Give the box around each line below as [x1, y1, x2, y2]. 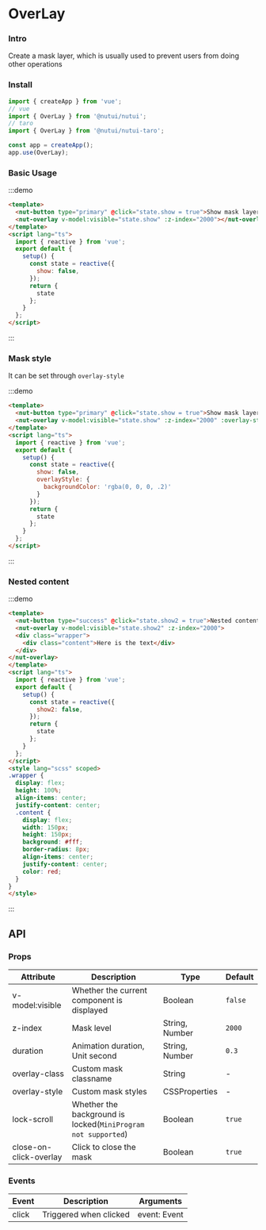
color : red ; [22, 867, 62, 875]
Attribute [21, 971, 55, 982]
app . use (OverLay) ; [8, 148, 69, 157]
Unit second [71, 1050, 117, 1061]
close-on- [12, 1141, 53, 1152]
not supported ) [71, 1128, 128, 1140]
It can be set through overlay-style [8, 371, 124, 381]
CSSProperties [162, 1086, 218, 1097]
